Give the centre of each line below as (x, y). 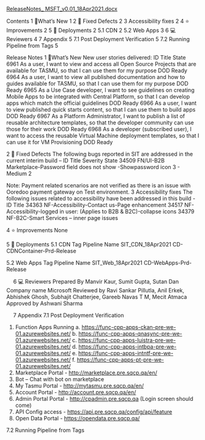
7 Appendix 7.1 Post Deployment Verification (69, 315)
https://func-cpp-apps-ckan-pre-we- (129, 327)
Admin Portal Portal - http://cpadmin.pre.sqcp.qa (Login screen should (104, 399)
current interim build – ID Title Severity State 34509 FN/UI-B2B (86, 161)
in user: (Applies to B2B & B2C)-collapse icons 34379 (127, 211)
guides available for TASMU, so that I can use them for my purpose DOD (97, 83)
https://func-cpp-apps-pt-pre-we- (120, 360)
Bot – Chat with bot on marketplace (60, 379)
